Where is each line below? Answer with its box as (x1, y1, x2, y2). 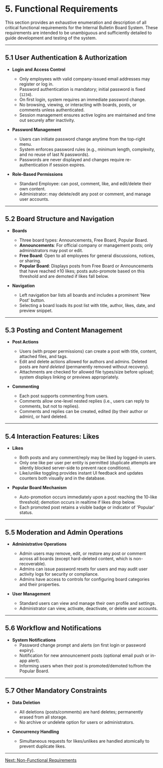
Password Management (12, 126, 62, 132)
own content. (19, 186, 46, 191)
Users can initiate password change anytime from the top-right (19, 136, 146, 142)
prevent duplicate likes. (19, 743, 66, 749)
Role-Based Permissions (12, 171, 63, 177)
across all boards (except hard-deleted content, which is (19, 556, 132, 562)
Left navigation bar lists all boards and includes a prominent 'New (19, 292, 150, 298)
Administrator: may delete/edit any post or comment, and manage (19, 191, 151, 197)
